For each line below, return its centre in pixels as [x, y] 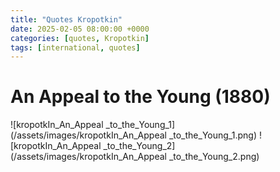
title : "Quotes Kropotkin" [66, 19]
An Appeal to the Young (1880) [140, 97]
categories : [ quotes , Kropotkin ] [80, 38]
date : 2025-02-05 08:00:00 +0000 [80, 29]
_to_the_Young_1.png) [213, 135]
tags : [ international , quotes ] [75, 47]
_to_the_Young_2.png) [214, 157]
